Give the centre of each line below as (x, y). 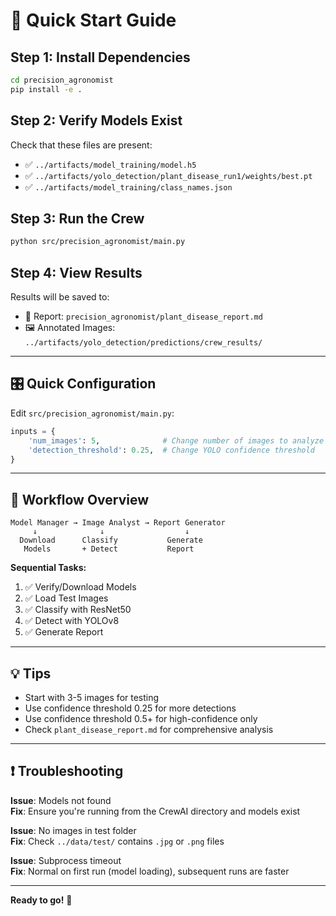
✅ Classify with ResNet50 (78, 610)
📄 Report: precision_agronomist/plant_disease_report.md (143, 316)
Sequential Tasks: (48, 568)
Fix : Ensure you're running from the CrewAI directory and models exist (155, 811)
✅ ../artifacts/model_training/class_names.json (128, 186)
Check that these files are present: (81, 145)
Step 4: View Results (76, 272)
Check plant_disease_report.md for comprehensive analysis (149, 729)
